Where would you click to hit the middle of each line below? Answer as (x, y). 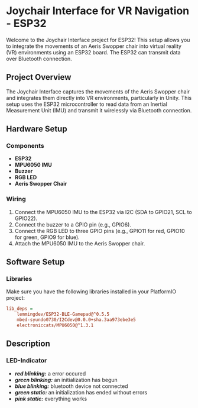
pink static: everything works (51, 399)
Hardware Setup (37, 129)
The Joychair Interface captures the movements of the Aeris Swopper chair (98, 91)
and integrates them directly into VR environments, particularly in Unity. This (99, 98)
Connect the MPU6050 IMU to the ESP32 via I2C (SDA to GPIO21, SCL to (103, 212)
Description (28, 344)
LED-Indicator (27, 361)
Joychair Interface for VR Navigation (98, 11)
